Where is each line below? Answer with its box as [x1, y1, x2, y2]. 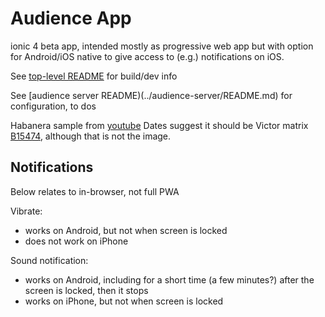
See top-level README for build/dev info [10, 70, 178, 82]
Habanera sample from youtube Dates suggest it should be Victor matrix [10, 119, 309, 131]
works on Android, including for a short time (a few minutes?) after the [24, 273, 315, 286]
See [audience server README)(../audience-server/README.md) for [10, 89, 293, 101]
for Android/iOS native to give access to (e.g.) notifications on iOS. [10, 50, 285, 62]
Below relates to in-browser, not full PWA [10, 185, 180, 197]
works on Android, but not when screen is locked [24, 224, 228, 236]
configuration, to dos [10, 100, 97, 112]
